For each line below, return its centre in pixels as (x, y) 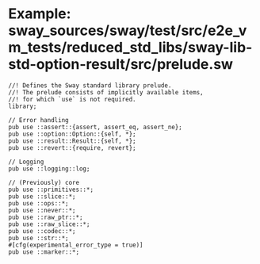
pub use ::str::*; (38, 238)
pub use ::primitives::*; (51, 189)
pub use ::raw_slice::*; (49, 224)
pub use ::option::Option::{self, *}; (72, 134)
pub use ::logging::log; (49, 168)
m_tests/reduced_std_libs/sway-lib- (130, 48)
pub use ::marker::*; (44, 252)
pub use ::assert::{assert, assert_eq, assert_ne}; (95, 127)
